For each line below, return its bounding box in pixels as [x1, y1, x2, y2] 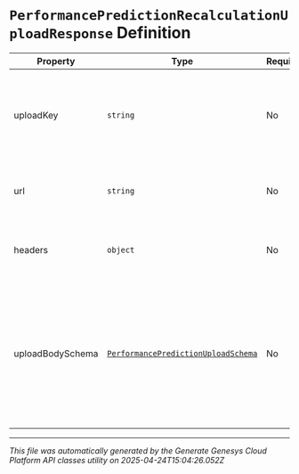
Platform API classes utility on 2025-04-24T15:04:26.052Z [9, 454, 225, 465]
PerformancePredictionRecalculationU [9, 7, 289, 24]
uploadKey [13, 109, 59, 121]
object [106, 244, 135, 255]
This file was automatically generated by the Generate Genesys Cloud [9, 445, 267, 456]
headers [13, 243, 49, 256]
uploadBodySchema [13, 347, 99, 359]
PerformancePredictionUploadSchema [106, 348, 258, 358]
